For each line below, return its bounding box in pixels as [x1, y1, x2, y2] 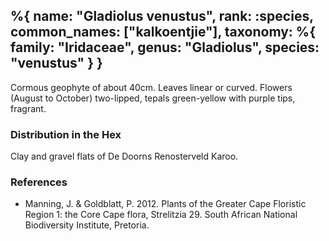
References [10, 175, 68, 189]
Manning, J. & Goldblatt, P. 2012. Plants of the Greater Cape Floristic [24, 198, 307, 210]
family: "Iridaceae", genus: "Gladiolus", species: [10, 39, 320, 56]
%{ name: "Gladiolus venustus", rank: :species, [10, 8, 314, 25]
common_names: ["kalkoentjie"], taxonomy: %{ [10, 24, 316, 41]
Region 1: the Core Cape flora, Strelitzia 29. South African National [24, 209, 298, 221]
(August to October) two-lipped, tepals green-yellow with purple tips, [10, 92, 296, 104]
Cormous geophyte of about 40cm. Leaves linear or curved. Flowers [10, 81, 293, 93]
